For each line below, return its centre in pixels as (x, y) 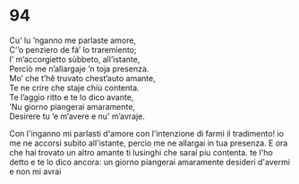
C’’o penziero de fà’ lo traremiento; (73, 49)
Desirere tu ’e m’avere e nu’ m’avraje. (77, 116)
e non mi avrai (35, 171)
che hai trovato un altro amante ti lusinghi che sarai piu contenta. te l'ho (141, 152)
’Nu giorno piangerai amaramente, (73, 106)
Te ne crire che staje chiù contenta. (75, 88)
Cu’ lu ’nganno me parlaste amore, (73, 40)
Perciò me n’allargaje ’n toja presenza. (79, 69)
